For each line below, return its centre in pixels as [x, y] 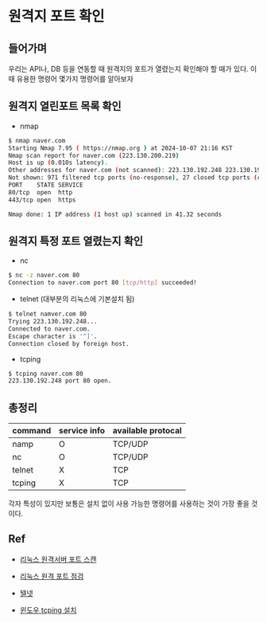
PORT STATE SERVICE [46, 185]
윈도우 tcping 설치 [48, 609]
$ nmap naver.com [37, 140]
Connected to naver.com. [49, 329]
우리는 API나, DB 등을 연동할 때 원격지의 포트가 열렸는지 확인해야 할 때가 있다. [128, 69]
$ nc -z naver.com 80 [44, 276]
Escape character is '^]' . [53, 336]
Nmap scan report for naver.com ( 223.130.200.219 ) [94, 155]
